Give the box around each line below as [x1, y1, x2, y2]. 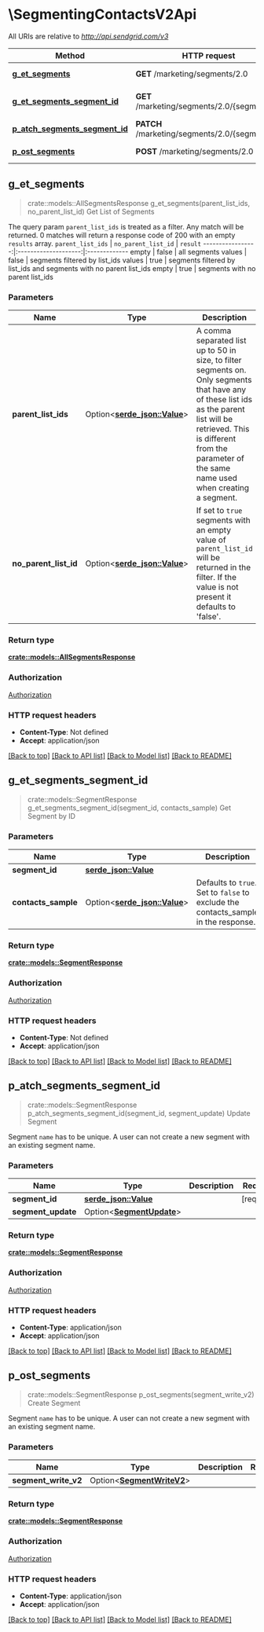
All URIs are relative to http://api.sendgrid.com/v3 [8, 31, 169, 41]
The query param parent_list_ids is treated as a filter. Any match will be [8, 222, 244, 231]
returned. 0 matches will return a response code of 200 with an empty [8, 230, 236, 240]
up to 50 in [196, 345, 236, 356]
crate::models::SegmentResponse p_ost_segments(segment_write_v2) [27, 1389, 255, 1399]
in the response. [196, 917, 256, 928]
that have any [196, 384, 246, 395]
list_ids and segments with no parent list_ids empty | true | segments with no [8, 263, 256, 273]
